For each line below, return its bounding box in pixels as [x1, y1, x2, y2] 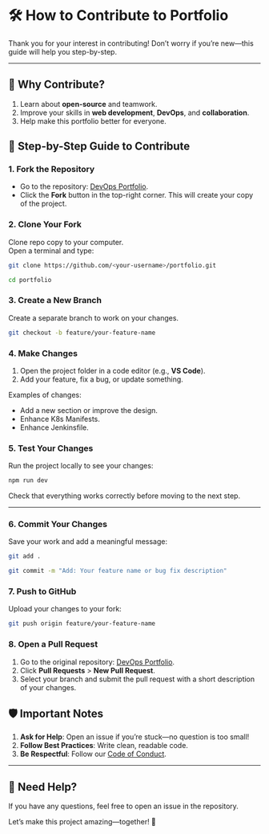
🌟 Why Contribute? [8, 78, 106, 92]
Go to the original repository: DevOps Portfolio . [19, 656, 175, 667]
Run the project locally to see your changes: [8, 461, 154, 471]
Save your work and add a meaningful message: [8, 537, 168, 546]
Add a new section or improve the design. [19, 405, 159, 415]
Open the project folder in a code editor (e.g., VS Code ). [19, 366, 206, 375]
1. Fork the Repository [8, 164, 95, 175]
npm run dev [8, 476, 48, 484]
